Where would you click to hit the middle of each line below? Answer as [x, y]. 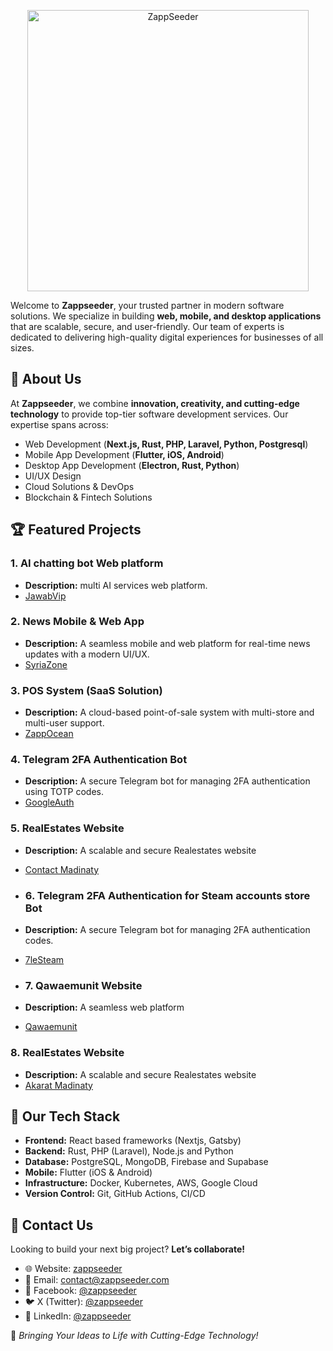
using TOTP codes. [64, 792]
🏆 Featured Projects [76, 530]
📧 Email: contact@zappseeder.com [97, 1280]
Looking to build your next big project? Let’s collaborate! [127, 1249]
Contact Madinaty [62, 869]
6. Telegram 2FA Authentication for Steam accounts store [167, 895]
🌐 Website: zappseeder [73, 1269]
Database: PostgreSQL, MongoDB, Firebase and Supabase [146, 1162]
